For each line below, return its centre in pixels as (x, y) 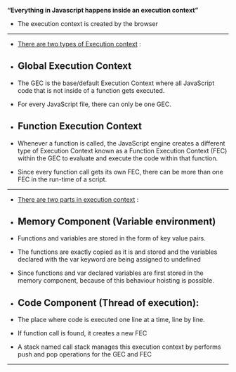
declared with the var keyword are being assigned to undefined (109, 259)
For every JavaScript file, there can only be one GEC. (94, 104)
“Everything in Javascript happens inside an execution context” (103, 10)
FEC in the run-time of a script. (62, 179)
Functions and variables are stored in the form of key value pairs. (111, 238)
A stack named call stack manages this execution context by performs (119, 347)
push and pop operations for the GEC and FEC (85, 354)
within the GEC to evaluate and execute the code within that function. (118, 158)
